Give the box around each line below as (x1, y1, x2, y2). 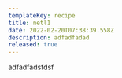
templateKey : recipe (8, 11, 76, 20)
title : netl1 (8, 19, 51, 27)
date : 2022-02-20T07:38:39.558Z (8, 26, 114, 34)
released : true (8, 41, 58, 49)
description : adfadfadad (8, 33, 90, 42)
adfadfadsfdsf (8, 62, 54, 72)
